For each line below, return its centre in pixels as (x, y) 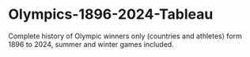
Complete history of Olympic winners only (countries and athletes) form (125, 36)
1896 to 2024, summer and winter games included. (91, 44)
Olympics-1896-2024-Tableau (111, 14)
